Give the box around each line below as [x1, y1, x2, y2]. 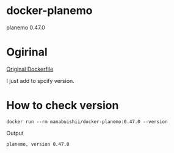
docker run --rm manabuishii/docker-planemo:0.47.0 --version [6, 118, 168, 125]
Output [6, 129, 24, 137]
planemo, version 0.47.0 [6, 141, 70, 147]
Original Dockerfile [6, 65, 54, 73]
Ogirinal [6, 45, 48, 59]
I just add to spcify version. [6, 77, 74, 84]
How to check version [6, 99, 119, 113]
